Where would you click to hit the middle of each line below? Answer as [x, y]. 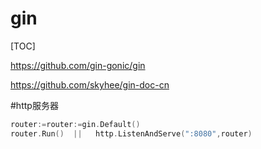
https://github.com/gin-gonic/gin [78, 65]
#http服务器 [34, 105]
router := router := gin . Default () [75, 124]
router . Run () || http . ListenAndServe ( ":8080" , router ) [131, 133]
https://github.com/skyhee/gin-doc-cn [90, 84]
